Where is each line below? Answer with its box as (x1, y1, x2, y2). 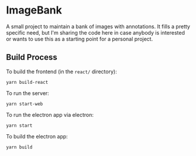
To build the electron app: (6, 133, 68, 140)
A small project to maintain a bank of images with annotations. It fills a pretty (6, 23, 190, 30)
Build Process (6, 52, 57, 62)
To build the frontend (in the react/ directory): (6, 68, 117, 75)
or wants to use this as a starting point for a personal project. (6, 35, 153, 42)
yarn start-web (6, 101, 43, 107)
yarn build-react (6, 79, 49, 85)
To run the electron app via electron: (6, 111, 94, 118)
